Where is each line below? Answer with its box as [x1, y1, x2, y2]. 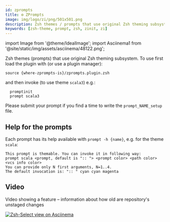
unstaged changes [5, 201, 45, 208]
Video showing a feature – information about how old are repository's [5, 196, 150, 202]
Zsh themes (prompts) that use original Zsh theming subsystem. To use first [5, 55, 163, 61]
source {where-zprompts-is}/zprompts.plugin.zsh [5, 70, 110, 76]
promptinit [10, 89, 33, 94]
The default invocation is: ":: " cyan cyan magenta [5, 169, 119, 174]
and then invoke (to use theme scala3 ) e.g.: [5, 80, 96, 86]
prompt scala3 [10, 94, 39, 99]
